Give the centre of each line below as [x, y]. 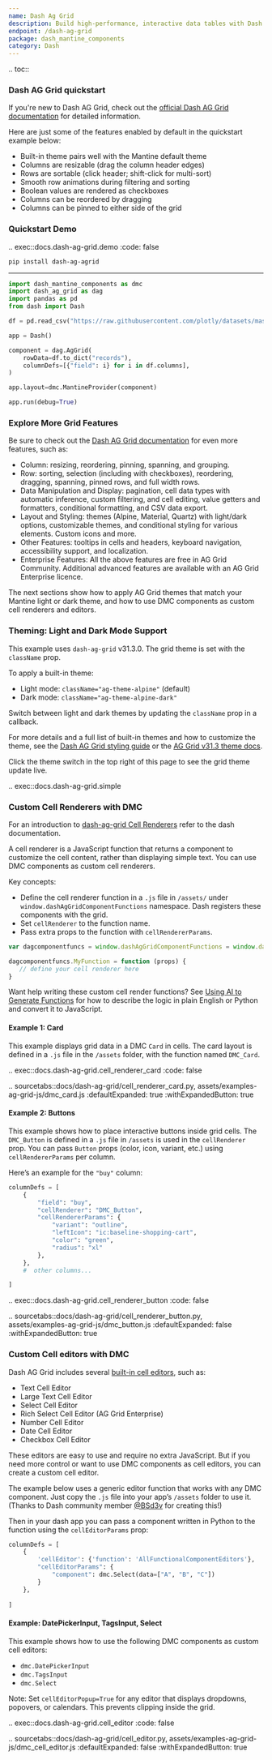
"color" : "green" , [83, 1240]
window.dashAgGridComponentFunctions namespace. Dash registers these [140, 906]
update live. [28, 770]
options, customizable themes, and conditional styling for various [129, 525]
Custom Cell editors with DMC [69, 1355]
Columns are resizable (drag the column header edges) [112, 165]
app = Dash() [30, 336]
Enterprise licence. [51, 577]
